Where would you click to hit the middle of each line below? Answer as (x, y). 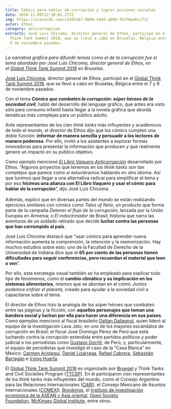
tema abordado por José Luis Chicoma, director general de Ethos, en (78, 63)
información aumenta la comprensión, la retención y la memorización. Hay (83, 241)
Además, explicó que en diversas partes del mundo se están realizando (80, 199)
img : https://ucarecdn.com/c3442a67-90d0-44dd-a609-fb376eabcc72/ (77, 19)
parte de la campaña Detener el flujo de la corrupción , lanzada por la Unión (84, 210)
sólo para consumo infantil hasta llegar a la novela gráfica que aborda (78, 109)
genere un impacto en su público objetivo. (49, 152)
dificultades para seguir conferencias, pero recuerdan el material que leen (85, 258)
